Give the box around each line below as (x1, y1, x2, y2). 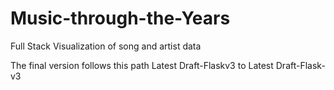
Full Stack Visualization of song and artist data (10, 40, 202, 52)
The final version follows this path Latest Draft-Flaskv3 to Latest (10, 59, 274, 71)
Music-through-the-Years (10, 7, 231, 30)
